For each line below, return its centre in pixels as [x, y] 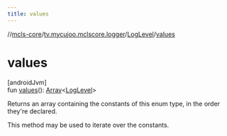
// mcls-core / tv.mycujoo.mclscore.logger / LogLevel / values [91, 34]
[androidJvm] [27, 82]
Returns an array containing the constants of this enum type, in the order [114, 103]
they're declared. [32, 111]
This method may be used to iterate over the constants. [88, 125]
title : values [28, 14]
